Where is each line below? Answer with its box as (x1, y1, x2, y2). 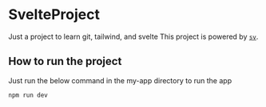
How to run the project (8, 55, 122, 68)
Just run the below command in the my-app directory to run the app (8, 75, 232, 85)
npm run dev (8, 91, 48, 99)
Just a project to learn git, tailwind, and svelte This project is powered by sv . (8, 32, 259, 41)
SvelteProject (8, 6, 100, 24)
